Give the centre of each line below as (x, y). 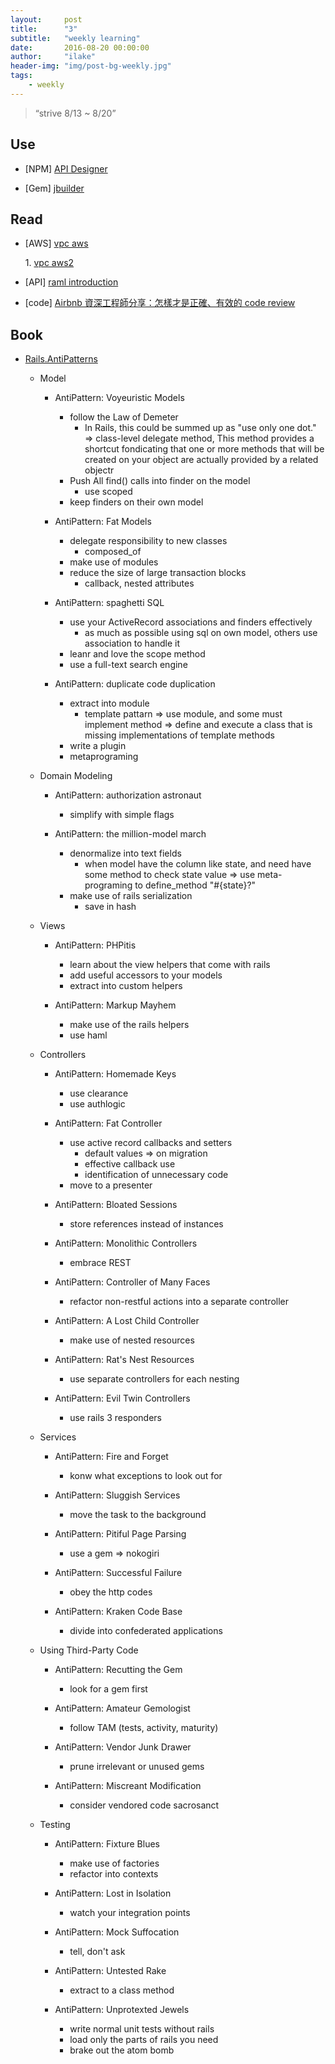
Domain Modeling (76, 776)
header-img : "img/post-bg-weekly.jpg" (91, 66)
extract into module (109, 703)
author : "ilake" (53, 57)
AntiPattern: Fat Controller (108, 1123)
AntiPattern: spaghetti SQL (109, 603)
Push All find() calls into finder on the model (160, 481)
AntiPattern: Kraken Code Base (118, 1612)
